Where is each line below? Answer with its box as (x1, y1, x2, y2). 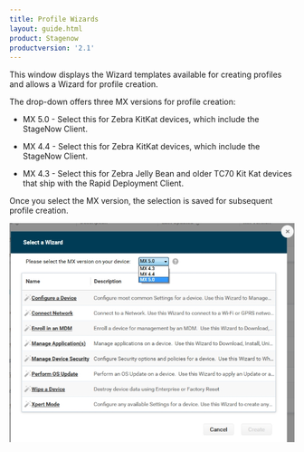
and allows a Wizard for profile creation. (9, 79, 158, 90)
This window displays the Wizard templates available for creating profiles (9, 69, 282, 81)
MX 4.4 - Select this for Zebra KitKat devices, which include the (22, 141, 261, 152)
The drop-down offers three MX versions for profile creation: (9, 96, 236, 108)
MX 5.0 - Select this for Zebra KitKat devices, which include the (22, 114, 260, 125)
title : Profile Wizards (9, 14, 100, 24)
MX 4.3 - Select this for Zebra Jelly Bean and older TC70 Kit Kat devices (22, 168, 292, 179)
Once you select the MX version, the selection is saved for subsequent (9, 196, 273, 207)
